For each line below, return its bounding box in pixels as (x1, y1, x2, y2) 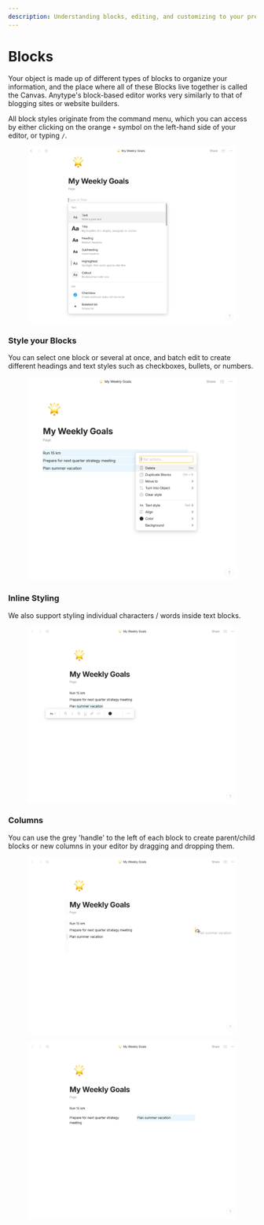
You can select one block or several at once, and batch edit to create (8, 353, 231, 362)
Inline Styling (8, 593, 60, 604)
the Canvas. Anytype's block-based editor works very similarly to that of (8, 90, 243, 100)
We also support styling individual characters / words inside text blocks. (8, 610, 241, 620)
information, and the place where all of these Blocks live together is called (8, 82, 247, 91)
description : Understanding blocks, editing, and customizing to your (8, 13, 244, 20)
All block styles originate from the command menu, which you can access (8, 114, 247, 123)
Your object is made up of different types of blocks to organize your (8, 73, 228, 83)
